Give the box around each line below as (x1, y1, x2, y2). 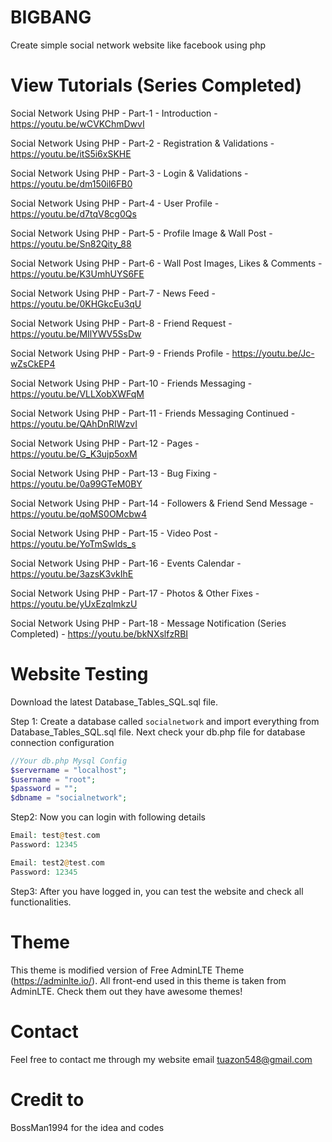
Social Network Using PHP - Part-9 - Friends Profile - (10, 347, 230, 359)
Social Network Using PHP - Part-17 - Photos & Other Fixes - (10, 587, 260, 599)
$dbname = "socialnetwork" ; (10, 793, 128, 803)
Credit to (10, 1088, 85, 1111)
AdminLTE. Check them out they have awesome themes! (10, 985, 243, 997)
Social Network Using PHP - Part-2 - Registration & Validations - (10, 137, 275, 149)
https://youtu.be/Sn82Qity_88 (10, 237, 132, 250)
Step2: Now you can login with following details (10, 811, 206, 823)
